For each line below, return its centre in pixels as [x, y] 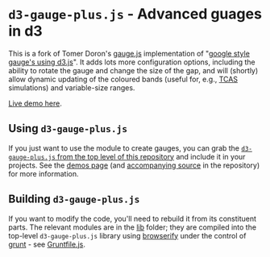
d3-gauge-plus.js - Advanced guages [135, 14]
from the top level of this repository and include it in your [152, 156]
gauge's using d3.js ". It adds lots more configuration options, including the [132, 62]
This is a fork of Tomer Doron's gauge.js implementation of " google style [129, 53]
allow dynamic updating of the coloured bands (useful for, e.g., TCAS [123, 79]
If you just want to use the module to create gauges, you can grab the [124, 148]
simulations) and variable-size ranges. [72, 87]
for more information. [44, 173]
